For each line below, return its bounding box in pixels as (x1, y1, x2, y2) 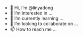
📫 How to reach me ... (10, 26, 57, 32)
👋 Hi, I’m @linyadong (10, 5, 53, 10)
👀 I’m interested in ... (10, 10, 53, 16)
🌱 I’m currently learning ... (10, 15, 64, 21)
